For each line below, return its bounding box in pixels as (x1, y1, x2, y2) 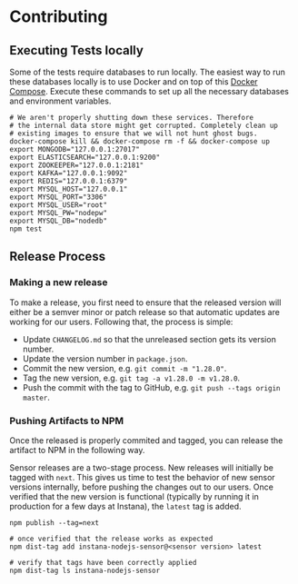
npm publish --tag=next (9, 518, 100, 528)
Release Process (9, 249, 106, 264)
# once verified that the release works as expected (9, 534, 214, 543)
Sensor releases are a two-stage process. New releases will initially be (9, 461, 274, 473)
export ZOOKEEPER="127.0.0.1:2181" (9, 161, 144, 170)
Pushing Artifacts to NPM (9, 414, 124, 427)
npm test (9, 224, 43, 233)
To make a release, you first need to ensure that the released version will (9, 297, 282, 308)
